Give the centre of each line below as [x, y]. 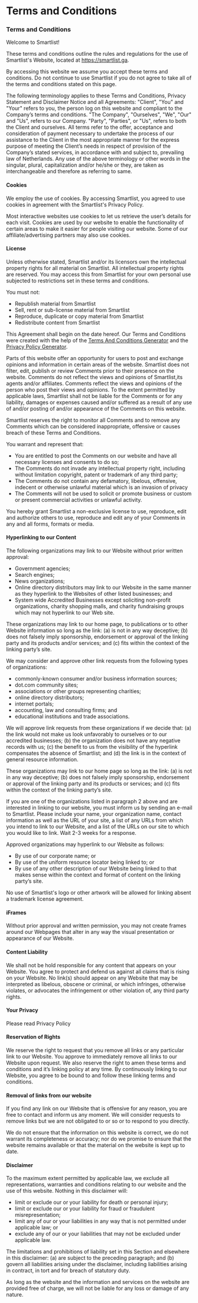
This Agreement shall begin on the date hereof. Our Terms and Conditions [96, 334]
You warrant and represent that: [45, 444]
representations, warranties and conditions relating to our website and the [96, 1184]
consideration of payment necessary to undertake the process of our [90, 134]
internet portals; [34, 704]
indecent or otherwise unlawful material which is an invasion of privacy [101, 487]
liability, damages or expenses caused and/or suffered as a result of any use [99, 402]
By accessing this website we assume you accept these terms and [87, 72]
